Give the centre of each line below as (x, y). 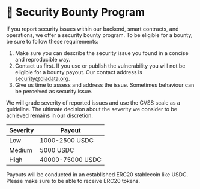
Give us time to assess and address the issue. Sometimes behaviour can (105, 85)
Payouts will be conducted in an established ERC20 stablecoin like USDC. (97, 174)
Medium (21, 150)
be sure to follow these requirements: (53, 41)
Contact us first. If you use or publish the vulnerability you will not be (100, 66)
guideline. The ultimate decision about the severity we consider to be (92, 109)
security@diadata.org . (42, 78)
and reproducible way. (43, 59)
